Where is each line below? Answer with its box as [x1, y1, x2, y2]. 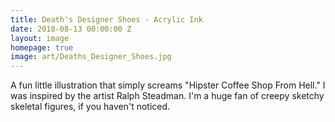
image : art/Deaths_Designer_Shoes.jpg [10, 52, 172, 62]
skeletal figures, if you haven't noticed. [10, 101, 171, 113]
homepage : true [10, 42, 74, 53]
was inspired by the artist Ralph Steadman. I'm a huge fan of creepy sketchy [10, 90, 325, 102]
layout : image [10, 33, 70, 43]
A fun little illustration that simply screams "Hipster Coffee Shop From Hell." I [10, 79, 326, 91]
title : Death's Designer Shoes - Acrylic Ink [10, 14, 203, 25]
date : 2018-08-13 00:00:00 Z [10, 24, 132, 34]
